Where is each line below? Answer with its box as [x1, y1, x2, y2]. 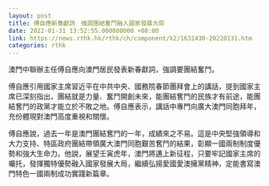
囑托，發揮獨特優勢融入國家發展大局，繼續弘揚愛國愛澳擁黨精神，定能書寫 [8, 159, 254, 168]
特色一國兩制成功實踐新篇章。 [14, 169, 114, 179]
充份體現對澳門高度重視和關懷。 [8, 111, 114, 121]
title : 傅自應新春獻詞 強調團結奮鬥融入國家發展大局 [8, 19, 165, 27]
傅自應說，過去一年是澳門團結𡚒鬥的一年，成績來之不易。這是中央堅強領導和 [8, 129, 261, 139]
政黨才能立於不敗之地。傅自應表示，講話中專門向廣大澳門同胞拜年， [35, 102, 261, 111]
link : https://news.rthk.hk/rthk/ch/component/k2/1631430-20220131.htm [8, 34, 252, 42]
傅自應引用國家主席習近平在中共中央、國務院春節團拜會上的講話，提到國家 [8, 82, 254, 91]
